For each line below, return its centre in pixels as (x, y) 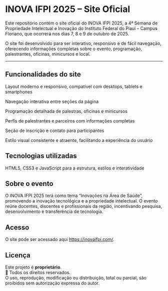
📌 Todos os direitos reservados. (38, 272)
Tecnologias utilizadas (41, 156)
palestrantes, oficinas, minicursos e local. (48, 54)
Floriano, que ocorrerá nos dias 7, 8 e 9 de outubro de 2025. (67, 33)
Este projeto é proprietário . (33, 267)
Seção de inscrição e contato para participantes (55, 130)
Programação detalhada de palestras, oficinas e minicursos (66, 111)
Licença (18, 255)
